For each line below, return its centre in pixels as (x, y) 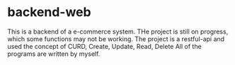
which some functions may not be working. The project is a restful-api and (116, 38)
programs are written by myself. (54, 54)
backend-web (49, 12)
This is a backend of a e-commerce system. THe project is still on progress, (118, 31)
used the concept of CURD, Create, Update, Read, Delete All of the (104, 46)
